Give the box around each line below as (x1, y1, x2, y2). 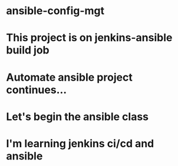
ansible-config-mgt (6, 4, 105, 18)
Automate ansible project (6, 71, 133, 84)
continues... (6, 83, 67, 97)
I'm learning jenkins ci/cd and (6, 137, 154, 150)
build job (6, 44, 50, 57)
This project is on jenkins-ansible (6, 31, 173, 45)
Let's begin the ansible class (6, 110, 149, 123)
